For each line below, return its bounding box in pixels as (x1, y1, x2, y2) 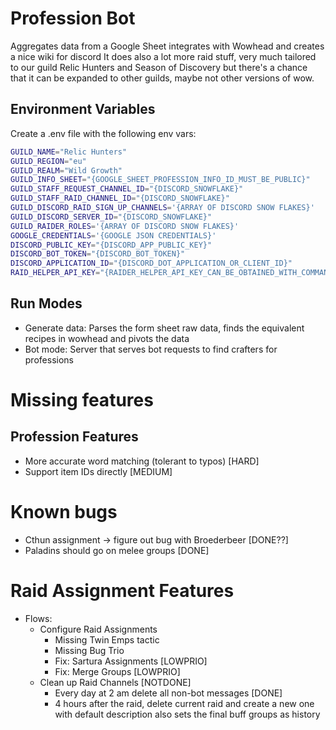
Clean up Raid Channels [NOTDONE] (39, 676, 192, 688)
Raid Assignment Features (10, 579, 235, 602)
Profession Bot (10, 7, 136, 30)
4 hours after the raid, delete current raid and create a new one (54, 697, 315, 709)
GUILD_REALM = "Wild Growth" (10, 165, 123, 176)
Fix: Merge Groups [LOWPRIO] (54, 665, 181, 677)
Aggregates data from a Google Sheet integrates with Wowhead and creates (10, 40, 325, 52)
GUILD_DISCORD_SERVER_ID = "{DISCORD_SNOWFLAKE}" (10, 212, 213, 222)
